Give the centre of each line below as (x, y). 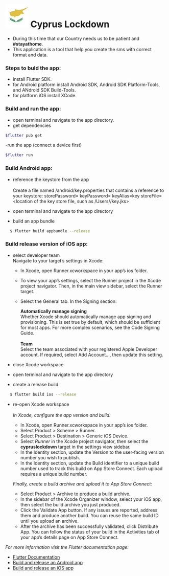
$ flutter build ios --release (43, 394)
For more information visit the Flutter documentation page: (67, 547)
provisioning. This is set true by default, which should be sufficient (90, 322)
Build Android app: (29, 168)
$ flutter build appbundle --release (50, 231)
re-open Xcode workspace (41, 404)
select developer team (36, 255)
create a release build (35, 384)
